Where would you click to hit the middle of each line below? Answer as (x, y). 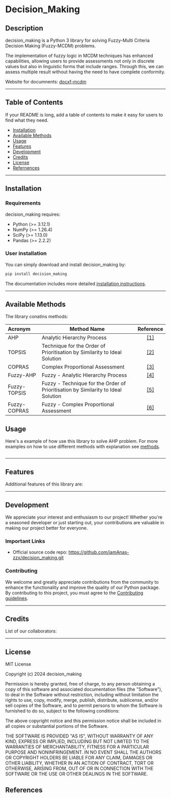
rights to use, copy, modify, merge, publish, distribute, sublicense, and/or (82, 700)
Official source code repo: (40, 552)
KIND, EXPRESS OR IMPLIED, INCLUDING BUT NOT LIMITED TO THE (77, 742)
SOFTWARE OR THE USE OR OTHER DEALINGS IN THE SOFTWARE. (77, 774)
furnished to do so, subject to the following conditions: (62, 711)
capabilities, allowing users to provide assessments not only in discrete (80, 61)
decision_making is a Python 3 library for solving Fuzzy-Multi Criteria (78, 40)
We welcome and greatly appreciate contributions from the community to (82, 582)
